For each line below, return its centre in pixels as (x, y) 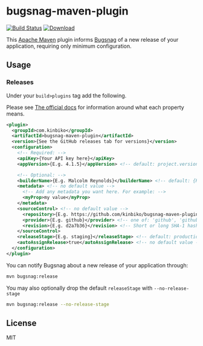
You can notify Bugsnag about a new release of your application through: (97, 265)
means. (16, 114)
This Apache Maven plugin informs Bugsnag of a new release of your (92, 39)
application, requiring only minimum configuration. (69, 46)
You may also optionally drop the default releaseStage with (79, 288)
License (21, 323)
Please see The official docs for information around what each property (95, 107)
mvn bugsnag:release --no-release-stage (58, 304)
